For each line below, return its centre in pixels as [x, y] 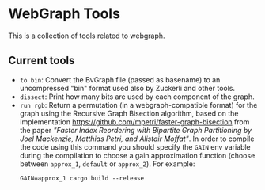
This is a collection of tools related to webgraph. [87, 36]
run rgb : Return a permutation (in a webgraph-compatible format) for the [138, 104]
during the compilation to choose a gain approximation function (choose [137, 155]
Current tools [42, 61]
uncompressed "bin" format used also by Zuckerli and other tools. [127, 88]
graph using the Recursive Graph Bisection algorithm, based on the [129, 113]
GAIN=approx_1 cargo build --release [82, 178]
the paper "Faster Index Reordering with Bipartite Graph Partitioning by [135, 130]
